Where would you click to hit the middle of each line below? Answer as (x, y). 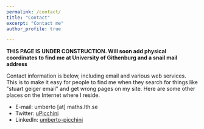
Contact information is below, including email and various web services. (97, 76)
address (17, 64)
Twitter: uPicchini (37, 113)
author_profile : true (34, 29)
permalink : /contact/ (34, 12)
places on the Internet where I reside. (53, 95)
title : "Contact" (28, 18)
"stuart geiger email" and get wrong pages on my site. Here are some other (101, 89)
